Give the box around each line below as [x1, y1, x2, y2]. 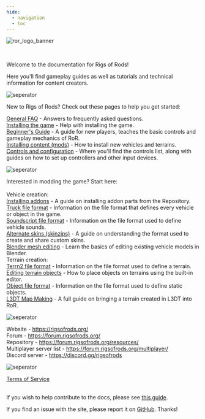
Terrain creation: [6, 256, 48, 264]
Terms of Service [6, 375, 50, 383]
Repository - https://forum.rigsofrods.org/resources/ [6, 339, 139, 346]
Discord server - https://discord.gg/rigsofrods [6, 352, 122, 359]
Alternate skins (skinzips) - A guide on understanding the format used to [6, 230, 189, 237]
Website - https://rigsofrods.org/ [6, 326, 89, 333]
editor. [6, 275, 23, 283]
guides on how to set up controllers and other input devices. [6, 154, 158, 161]
